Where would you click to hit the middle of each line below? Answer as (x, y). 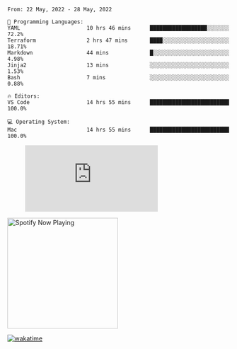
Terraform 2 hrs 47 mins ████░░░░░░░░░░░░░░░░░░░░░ (118, 40)
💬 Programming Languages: (45, 22)
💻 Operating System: (39, 122)
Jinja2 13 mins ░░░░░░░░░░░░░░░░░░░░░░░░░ (118, 65)
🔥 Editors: (24, 96)
